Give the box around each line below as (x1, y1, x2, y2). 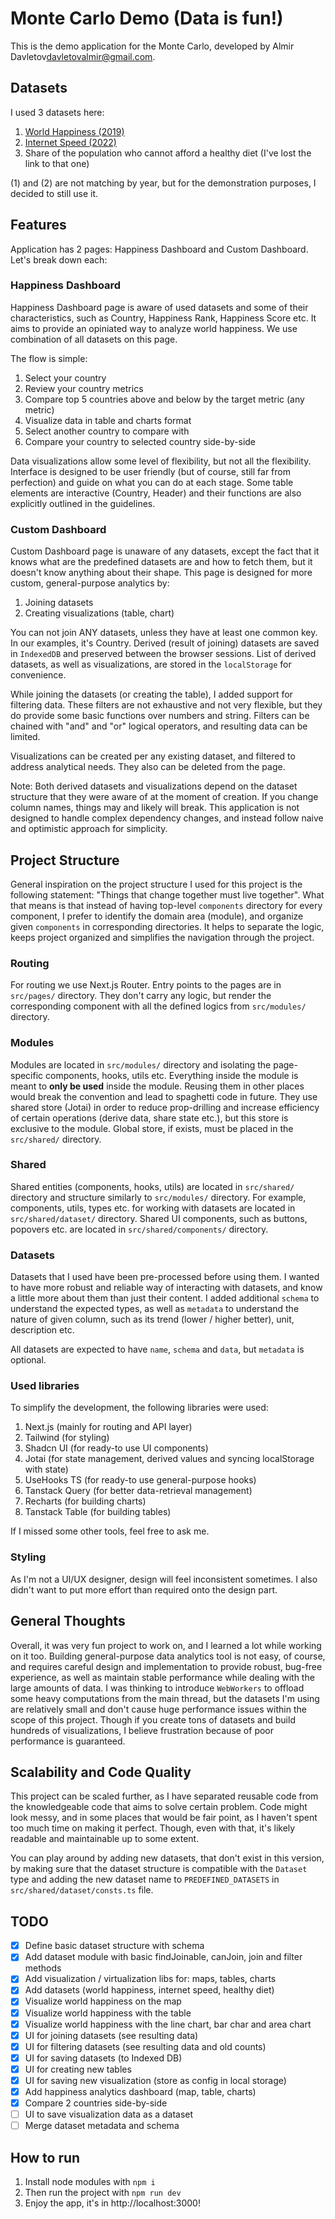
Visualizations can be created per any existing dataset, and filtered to (10, 750, 296, 762)
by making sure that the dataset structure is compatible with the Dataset (10, 1863, 308, 1875)
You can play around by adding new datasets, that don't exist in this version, (10, 1852, 325, 1864)
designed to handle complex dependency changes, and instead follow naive (10, 812, 324, 824)
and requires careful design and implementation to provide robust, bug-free (10, 1660, 323, 1672)
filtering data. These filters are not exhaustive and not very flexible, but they (10, 699, 323, 711)
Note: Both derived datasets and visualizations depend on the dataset (10, 780, 298, 792)
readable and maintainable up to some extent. (10, 1833, 200, 1845)
